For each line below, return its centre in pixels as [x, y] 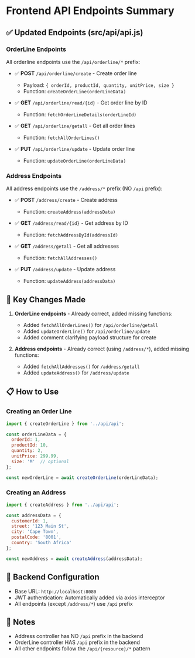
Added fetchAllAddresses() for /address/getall [81, 366]
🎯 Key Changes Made [46, 300]
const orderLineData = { [36, 434]
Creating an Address [36, 492]
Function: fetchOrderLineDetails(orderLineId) [80, 114]
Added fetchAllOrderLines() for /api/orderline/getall [90, 325]
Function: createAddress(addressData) [69, 212]
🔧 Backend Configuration [53, 577]
